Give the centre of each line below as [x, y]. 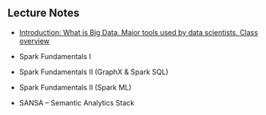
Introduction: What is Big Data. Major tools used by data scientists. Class [139, 32]
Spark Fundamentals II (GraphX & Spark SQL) [93, 72]
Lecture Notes [44, 13]
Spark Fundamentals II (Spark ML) [75, 87]
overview [34, 41]
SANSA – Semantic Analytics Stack [77, 102]
